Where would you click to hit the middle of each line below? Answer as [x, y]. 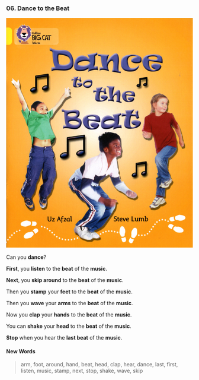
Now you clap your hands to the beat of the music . [69, 315]
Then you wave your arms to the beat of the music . [70, 303]
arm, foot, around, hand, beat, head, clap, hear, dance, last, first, [99, 365]
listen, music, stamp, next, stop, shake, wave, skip [82, 371]
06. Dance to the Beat [38, 8]
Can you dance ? [26, 257]
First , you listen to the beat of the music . [57, 269]
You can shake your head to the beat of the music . [69, 326]
